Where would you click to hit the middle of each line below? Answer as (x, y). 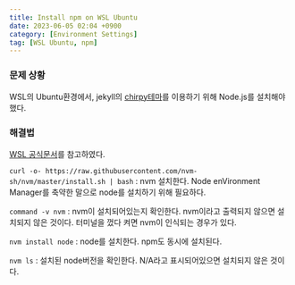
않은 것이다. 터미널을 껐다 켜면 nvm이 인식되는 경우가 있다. (135, 222)
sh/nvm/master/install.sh (57, 181)
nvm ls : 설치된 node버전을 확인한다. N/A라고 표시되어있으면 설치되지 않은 (139, 260)
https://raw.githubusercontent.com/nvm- (122, 171)
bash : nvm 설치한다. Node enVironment (189, 180)
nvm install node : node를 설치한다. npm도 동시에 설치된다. (116, 241)
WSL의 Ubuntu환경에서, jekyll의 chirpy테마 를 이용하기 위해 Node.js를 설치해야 (147, 96)
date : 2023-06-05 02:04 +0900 (66, 26)
